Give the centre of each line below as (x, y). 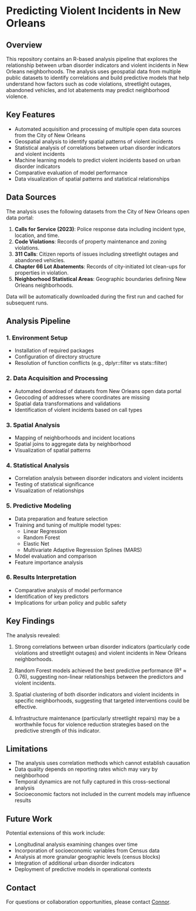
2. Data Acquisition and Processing (57, 378)
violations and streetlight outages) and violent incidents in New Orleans (101, 653)
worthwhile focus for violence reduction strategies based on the (92, 724)
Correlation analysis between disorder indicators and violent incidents (99, 478)
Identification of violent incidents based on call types (78, 409)
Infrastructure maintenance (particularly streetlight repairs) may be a (97, 718)
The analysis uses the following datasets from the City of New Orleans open (98, 211)
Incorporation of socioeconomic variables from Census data (87, 851)
